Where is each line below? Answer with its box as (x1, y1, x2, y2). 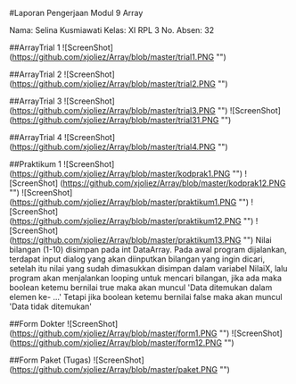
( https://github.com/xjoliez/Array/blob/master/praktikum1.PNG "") (9, 196, 250, 207)
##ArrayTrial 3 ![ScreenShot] (9, 96, 116, 106)
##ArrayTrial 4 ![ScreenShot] (9, 132, 116, 142)
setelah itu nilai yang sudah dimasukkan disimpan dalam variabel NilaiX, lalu (9, 263, 288, 273)
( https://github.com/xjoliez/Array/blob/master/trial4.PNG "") (9, 142, 229, 152)
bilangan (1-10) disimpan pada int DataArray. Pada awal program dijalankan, (9, 245, 287, 255)
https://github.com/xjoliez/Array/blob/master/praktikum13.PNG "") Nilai (12, 235, 272, 245)
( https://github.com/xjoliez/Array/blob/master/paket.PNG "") (9, 364, 230, 374)
